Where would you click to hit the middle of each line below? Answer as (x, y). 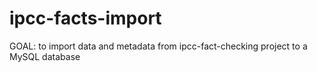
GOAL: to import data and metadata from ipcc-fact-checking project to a (158, 46)
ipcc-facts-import (85, 18)
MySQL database (45, 56)
